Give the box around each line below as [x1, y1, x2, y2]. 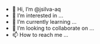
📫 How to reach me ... [12, 32, 68, 38]
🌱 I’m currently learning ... [12, 18, 77, 25]
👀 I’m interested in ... [12, 12, 64, 19]
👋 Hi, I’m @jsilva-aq [12, 6, 61, 12]
